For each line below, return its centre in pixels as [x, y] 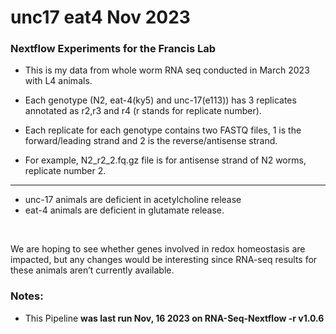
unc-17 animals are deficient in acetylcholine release [133, 200]
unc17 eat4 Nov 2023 [100, 17]
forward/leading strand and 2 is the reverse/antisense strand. [151, 141]
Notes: [27, 296]
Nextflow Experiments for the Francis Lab [113, 49]
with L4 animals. [58, 81]
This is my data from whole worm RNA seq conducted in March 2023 [167, 70]
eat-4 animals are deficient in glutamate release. [124, 210]
